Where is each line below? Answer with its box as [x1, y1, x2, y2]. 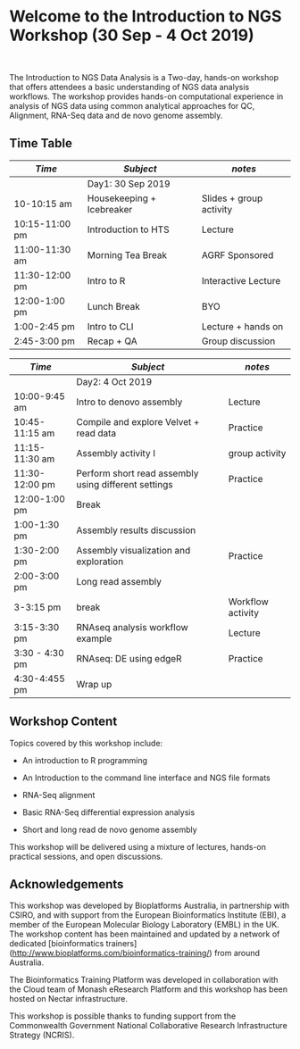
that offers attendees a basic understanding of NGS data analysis [9, 81, 250, 92]
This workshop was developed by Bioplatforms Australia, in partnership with [9, 900, 290, 912]
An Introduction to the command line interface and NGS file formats [21, 772, 271, 783]
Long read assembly [75, 575, 162, 587]
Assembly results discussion [75, 524, 196, 537]
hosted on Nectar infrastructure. [9, 994, 128, 1004]
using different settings [75, 478, 173, 490]
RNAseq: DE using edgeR [75, 652, 182, 664]
